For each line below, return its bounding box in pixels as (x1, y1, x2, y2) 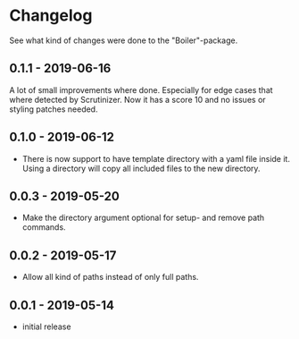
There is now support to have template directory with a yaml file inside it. (21, 153, 290, 164)
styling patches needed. (9, 104, 98, 114)
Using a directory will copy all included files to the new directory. (21, 163, 261, 174)
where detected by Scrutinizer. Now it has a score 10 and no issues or (9, 94, 266, 105)
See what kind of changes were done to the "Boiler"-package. (9, 35, 238, 46)
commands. (21, 222, 66, 233)
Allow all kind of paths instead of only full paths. (21, 272, 199, 283)
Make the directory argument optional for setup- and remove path (21, 212, 265, 224)
